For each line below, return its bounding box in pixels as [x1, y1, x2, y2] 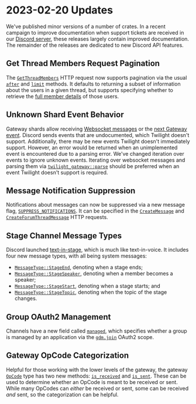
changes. [14, 295, 37, 302]
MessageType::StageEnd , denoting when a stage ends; [14, 264, 143, 271]
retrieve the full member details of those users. [6, 93, 119, 100]
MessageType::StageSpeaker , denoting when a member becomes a [14, 270, 174, 277]
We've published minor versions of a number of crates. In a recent [6, 23, 166, 30]
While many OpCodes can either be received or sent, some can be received [6, 385, 189, 392]
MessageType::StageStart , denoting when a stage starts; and [14, 282, 161, 290]
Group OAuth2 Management [6, 311, 111, 322]
